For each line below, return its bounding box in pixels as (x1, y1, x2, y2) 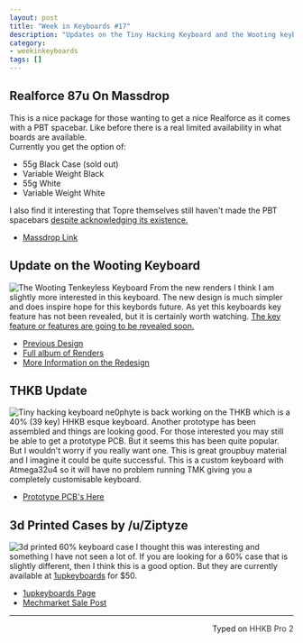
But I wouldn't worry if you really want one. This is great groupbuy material (9, 446, 287, 456)
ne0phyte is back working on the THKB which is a (105, 407, 290, 418)
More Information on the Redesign (22, 357, 151, 368)
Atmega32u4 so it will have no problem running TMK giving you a (9, 464, 252, 475)
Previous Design (22, 337, 84, 348)
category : (9, 38, 47, 48)
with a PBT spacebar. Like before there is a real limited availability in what (9, 122, 282, 133)
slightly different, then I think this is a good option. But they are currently (9, 561, 278, 572)
